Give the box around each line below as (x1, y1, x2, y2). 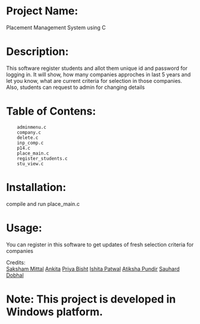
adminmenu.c (17, 124, 46, 130)
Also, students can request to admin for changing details (6, 84, 145, 91)
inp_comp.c (17, 140, 44, 146)
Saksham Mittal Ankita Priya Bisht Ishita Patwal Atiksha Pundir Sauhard (6, 265, 180, 272)
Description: (6, 45, 69, 58)
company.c (17, 129, 42, 135)
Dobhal (6, 271, 24, 279)
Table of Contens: (6, 104, 96, 118)
